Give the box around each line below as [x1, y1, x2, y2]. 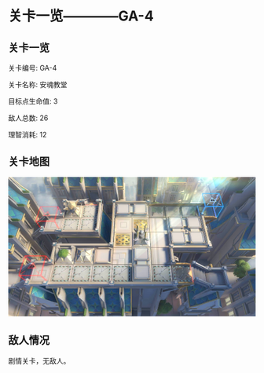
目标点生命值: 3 [8, 97, 58, 106]
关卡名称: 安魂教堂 [8, 80, 68, 89]
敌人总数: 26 [8, 113, 49, 123]
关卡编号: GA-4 [8, 64, 57, 72]
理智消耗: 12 [8, 130, 47, 139]
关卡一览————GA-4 [8, 7, 155, 25]
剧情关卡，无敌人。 [8, 356, 71, 365]
